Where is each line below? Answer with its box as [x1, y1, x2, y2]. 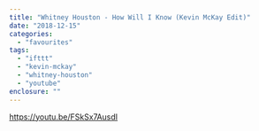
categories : [9, 29, 53, 38]
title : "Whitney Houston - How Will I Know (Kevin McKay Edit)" [9, 12, 251, 22]
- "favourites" [17, 37, 73, 47]
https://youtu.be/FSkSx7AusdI [9, 112, 118, 122]
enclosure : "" [9, 87, 62, 96]
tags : [9, 46, 29, 55]
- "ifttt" [17, 54, 53, 63]
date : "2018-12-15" [9, 21, 81, 30]
